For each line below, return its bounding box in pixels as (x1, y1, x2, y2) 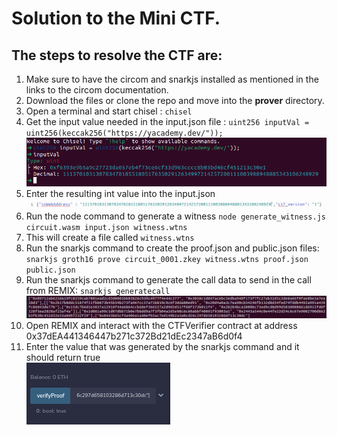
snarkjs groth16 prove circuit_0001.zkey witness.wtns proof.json (25, 254, 309, 264)
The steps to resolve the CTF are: (11, 47, 223, 64)
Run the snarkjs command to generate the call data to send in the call (25, 273, 312, 286)
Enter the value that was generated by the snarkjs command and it (25, 341, 300, 353)
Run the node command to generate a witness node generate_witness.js (25, 210, 326, 222)
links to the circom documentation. (25, 84, 169, 96)
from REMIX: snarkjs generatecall (25, 284, 171, 296)
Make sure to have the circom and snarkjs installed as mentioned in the (25, 73, 319, 85)
